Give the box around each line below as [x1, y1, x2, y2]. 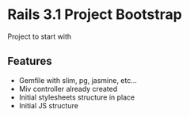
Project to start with [7, 32, 72, 41]
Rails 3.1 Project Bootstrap [7, 6, 183, 24]
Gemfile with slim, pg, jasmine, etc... [18, 75, 138, 85]
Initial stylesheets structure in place [18, 92, 135, 102]
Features [7, 55, 52, 68]
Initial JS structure [18, 100, 78, 110]
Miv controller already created [18, 84, 118, 93]
